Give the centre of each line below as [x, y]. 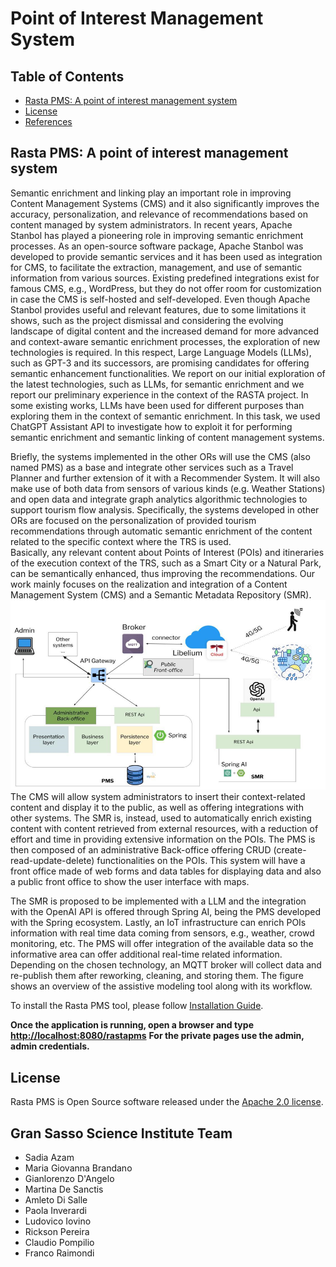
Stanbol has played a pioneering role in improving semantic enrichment [157, 235]
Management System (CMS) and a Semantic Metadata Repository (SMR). [161, 594]
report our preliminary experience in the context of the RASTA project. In [159, 394]
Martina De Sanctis [64, 1189]
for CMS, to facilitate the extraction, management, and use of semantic [156, 267]
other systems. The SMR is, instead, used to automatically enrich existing [161, 818]
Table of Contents [67, 76]
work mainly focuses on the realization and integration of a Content [149, 584]
